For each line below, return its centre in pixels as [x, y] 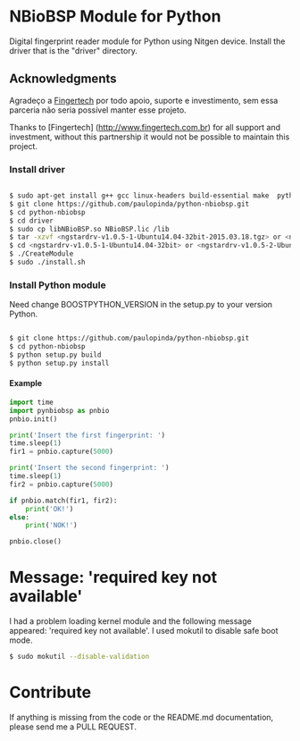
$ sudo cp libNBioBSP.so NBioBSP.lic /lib [89, 229]
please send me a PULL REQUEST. [73, 727]
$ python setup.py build [55, 355]
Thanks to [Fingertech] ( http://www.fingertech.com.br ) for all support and [145, 127]
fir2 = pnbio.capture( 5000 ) [62, 484]
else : [19, 517]
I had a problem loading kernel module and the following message [130, 621]
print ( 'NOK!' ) [51, 526]
